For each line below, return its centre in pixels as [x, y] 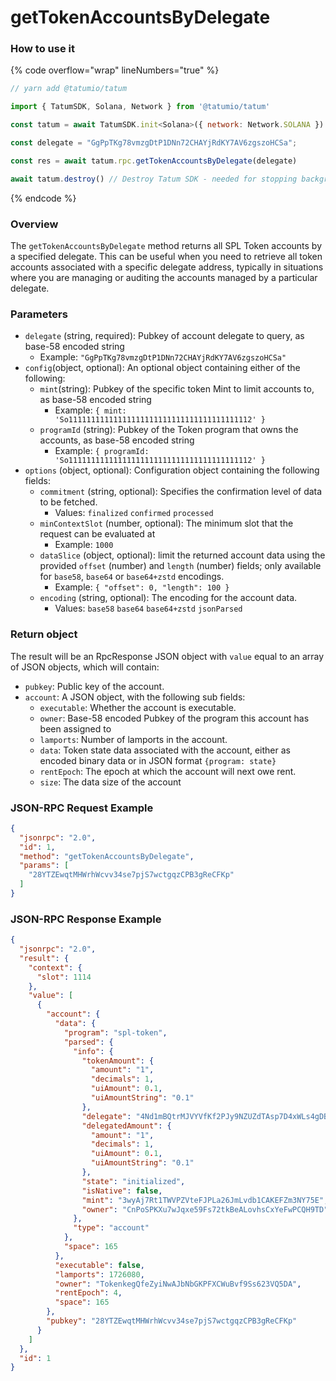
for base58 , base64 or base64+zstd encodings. [132, 577]
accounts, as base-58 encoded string [117, 440]
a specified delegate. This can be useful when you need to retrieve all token [166, 257]
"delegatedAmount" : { [126, 1126]
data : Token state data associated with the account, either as [165, 750]
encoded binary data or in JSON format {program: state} [158, 760]
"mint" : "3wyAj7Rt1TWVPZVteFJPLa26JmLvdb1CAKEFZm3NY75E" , [205, 1200]
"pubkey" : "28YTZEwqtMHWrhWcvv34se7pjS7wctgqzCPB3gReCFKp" [172, 1321]
